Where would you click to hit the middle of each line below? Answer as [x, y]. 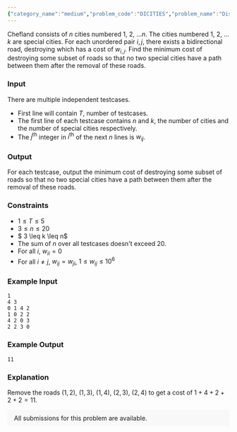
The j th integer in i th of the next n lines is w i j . [81, 137]
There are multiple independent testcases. [69, 99]
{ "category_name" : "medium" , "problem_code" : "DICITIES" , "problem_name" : [113, 14]
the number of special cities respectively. [77, 128]
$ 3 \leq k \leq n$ [43, 236]
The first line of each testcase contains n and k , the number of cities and [123, 120]
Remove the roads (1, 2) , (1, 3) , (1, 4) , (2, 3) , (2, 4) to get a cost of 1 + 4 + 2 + [116, 392]
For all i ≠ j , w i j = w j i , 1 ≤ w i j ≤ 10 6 [66, 262]
